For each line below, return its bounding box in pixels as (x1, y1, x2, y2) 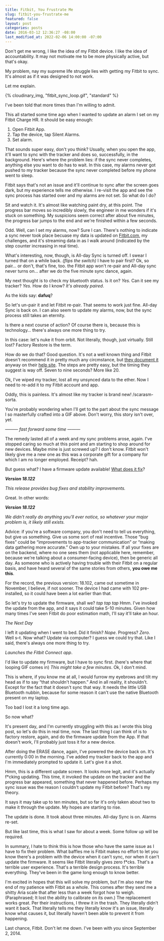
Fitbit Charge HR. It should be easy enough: (5, 117, 93, 123)
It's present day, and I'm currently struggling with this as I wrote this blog (5, 723, 152, 729)
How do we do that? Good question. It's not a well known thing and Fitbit (5, 351, 152, 357)
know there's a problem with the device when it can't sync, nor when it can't (5, 853, 160, 859)
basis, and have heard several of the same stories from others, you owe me (5, 565, 158, 571)
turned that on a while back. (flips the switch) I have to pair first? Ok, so (5, 257, 149, 263)
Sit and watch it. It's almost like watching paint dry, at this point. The (5, 202, 143, 208)
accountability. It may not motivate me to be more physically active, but (5, 53, 149, 59)
